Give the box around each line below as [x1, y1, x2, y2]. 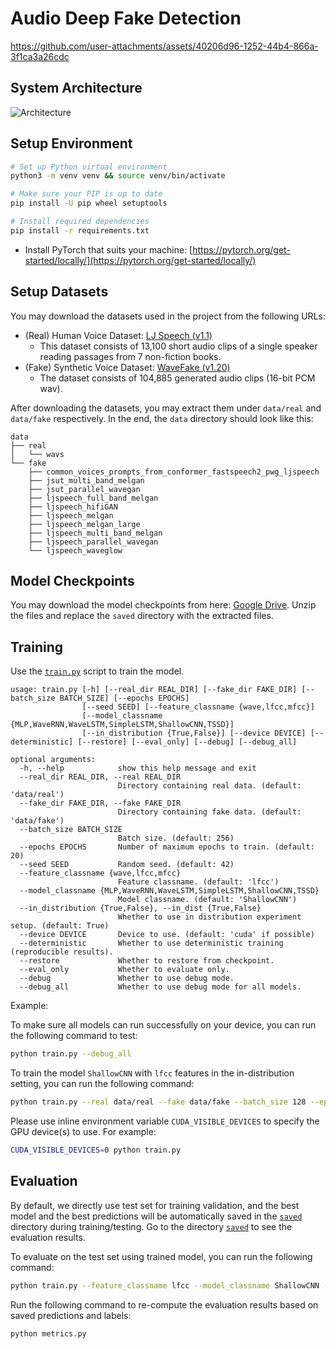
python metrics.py [10, 1328, 87, 1339]
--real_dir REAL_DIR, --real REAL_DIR [19, 772, 182, 782]
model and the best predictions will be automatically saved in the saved [10, 1210, 303, 1222]
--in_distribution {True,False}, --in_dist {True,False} [19, 903, 262, 914]
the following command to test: [10, 1030, 138, 1042]
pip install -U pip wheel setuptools [10, 198, 168, 209]
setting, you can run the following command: [10, 1078, 195, 1090]
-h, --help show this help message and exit [19, 763, 257, 774]
